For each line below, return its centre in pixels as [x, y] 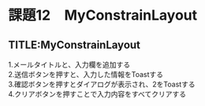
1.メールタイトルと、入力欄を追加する [69, 64]
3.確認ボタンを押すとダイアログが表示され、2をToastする [102, 84]
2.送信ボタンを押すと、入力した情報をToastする [86, 74]
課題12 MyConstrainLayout [103, 15]
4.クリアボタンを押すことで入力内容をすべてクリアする [97, 94]
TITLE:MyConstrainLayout [74, 44]
